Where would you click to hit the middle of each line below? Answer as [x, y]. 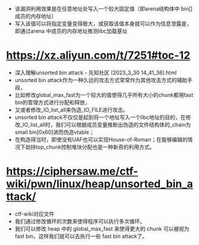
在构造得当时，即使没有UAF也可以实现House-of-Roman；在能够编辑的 [101, 139]
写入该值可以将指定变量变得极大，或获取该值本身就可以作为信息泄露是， [103, 23]
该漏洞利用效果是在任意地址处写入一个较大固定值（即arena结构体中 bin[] [104, 9]
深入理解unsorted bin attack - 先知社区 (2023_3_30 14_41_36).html [96, 73]
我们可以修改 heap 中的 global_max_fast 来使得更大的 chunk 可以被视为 [102, 228]
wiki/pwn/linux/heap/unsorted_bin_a [99, 184]
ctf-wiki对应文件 [34, 213]
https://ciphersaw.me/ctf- [72, 172]
